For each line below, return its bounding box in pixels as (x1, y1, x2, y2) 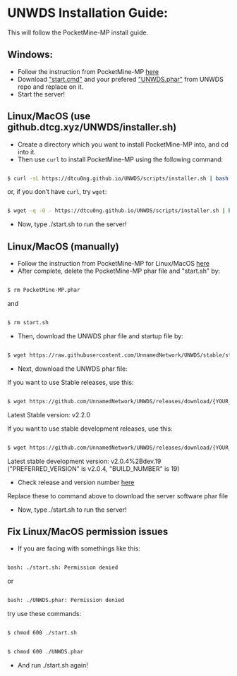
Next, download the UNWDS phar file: (17, 364, 128, 373)
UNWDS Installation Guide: (7, 5, 168, 21)
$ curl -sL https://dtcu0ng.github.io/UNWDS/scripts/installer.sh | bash (7, 175, 229, 182)
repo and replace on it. (17, 82, 84, 91)
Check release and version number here (17, 478, 135, 486)
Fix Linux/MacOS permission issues (7, 525, 169, 537)
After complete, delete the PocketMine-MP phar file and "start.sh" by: (17, 266, 221, 276)
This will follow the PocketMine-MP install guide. (7, 28, 149, 37)
